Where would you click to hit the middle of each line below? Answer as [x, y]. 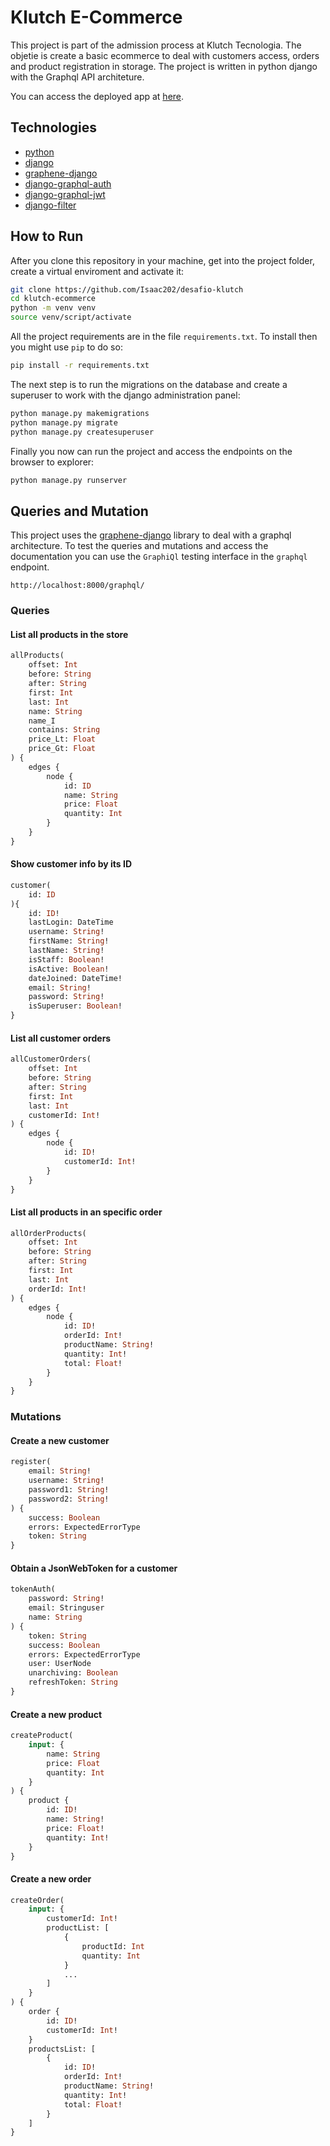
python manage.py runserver [69, 480]
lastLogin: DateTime [71, 922]
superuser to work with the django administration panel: [125, 395]
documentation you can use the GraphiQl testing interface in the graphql [159, 557]
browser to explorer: [52, 462]
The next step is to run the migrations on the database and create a [149, 384]
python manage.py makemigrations [80, 413]
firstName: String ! [69, 941]
